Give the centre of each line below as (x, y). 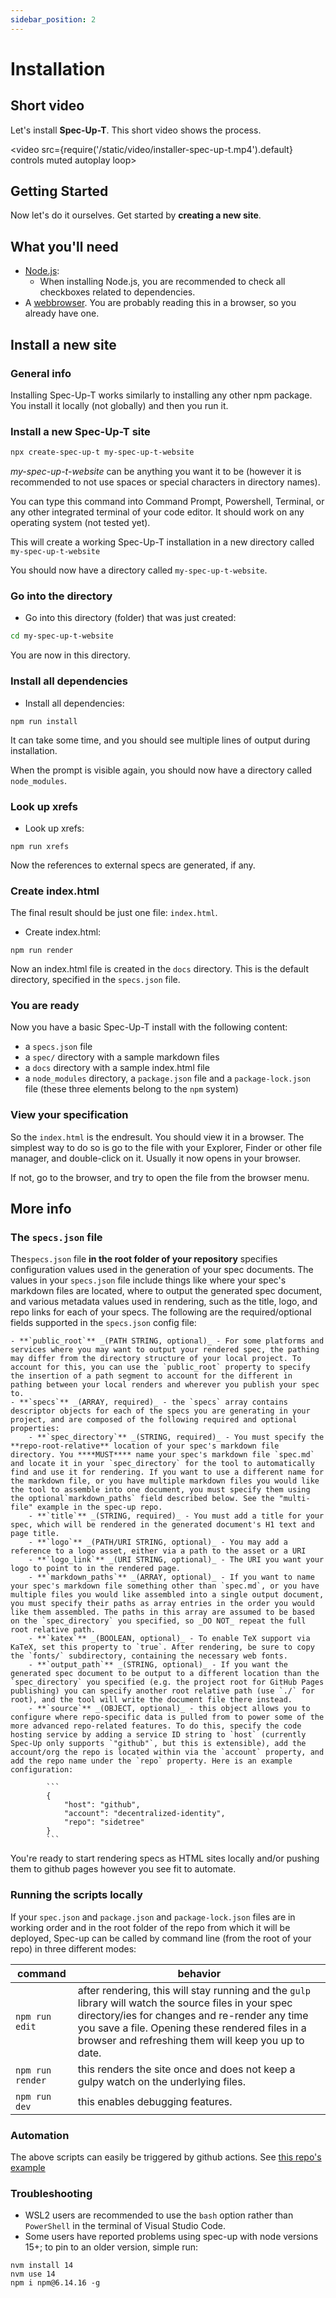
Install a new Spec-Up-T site (80, 431)
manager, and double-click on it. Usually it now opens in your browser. (156, 1158)
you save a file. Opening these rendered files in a (192, 2028)
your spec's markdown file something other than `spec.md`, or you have (165, 1586)
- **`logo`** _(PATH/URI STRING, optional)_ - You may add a (158, 1542)
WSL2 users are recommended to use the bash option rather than (159, 2215)
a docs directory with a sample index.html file (117, 1068)
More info (41, 1209)
